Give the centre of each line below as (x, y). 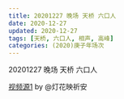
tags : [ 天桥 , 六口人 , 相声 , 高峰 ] (61, 38)
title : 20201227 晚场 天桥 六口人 (62, 16)
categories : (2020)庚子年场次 (56, 46)
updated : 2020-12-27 (43, 31)
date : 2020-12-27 (38, 23)
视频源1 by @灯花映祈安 (48, 87)
